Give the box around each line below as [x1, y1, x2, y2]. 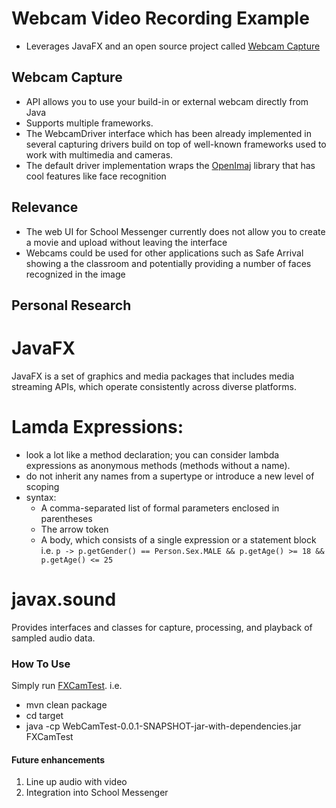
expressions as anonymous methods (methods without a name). [25, 459, 291, 471]
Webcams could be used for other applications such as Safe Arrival [25, 247, 304, 259]
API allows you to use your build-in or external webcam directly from [25, 95, 309, 107]
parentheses [40, 512, 93, 524]
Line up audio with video [25, 776, 128, 788]
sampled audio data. [11, 632, 96, 644]
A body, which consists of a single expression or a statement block [40, 533, 317, 546]
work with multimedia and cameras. [25, 148, 174, 161]
